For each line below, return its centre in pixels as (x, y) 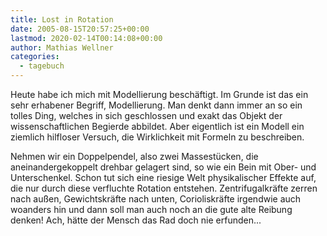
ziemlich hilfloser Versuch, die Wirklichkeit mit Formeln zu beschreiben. (157, 137)
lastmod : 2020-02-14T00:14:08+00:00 (86, 38)
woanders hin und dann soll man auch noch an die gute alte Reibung (151, 209)
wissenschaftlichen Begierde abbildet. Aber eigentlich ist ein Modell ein (157, 126)
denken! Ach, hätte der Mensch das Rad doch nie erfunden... (136, 220)
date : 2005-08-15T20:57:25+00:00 (80, 29)
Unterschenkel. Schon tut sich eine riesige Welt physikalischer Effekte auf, (163, 177)
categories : (35, 57)
